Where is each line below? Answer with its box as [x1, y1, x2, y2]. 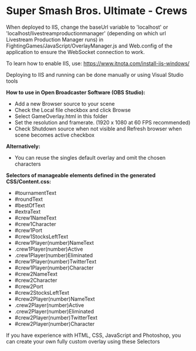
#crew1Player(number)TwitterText [14, 258, 97, 265]
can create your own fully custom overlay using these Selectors [6, 338, 160, 345]
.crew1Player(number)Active [14, 245, 83, 252]
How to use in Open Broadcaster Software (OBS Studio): [6, 89, 146, 96]
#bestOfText [14, 201, 45, 209]
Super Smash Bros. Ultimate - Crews [6, 4, 188, 18]
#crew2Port [14, 283, 43, 290]
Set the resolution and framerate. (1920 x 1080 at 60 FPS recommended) [14, 119, 191, 126]
